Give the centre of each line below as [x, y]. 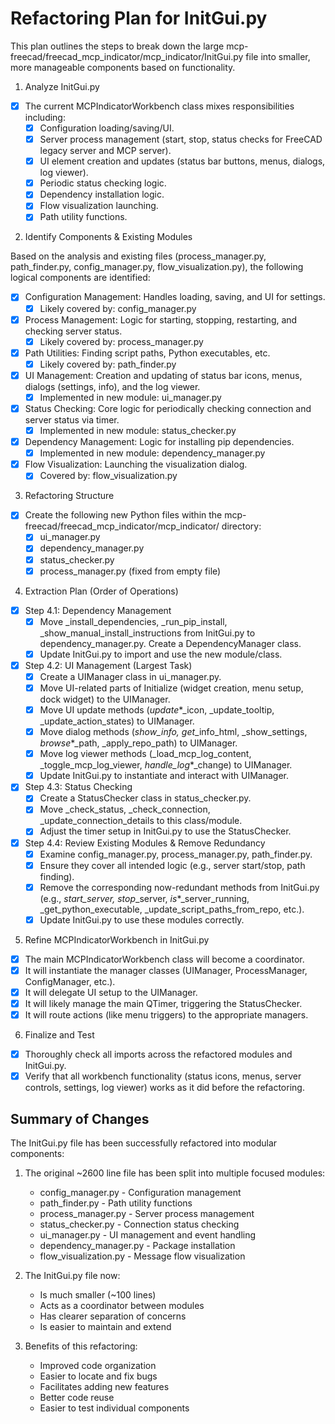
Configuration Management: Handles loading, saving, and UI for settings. [175, 297]
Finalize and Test [59, 1035]
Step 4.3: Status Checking [78, 787]
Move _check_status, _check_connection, [125, 809]
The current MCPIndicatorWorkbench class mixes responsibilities [159, 106]
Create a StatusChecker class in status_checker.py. [145, 798]
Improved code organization [98, 1366]
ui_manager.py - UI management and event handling [148, 1235]
